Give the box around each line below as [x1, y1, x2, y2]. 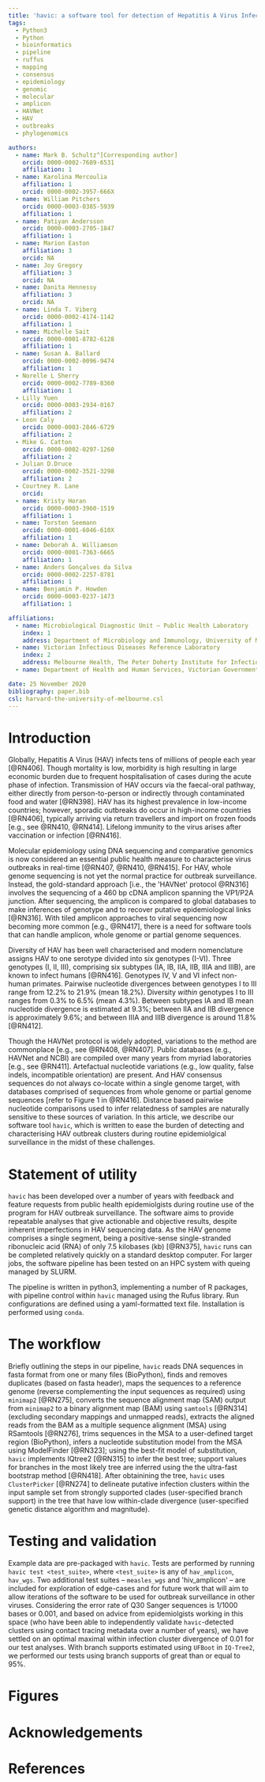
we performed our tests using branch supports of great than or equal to [8, 1651, 241, 1661]
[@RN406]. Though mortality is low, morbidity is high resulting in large [8, 763, 237, 773]
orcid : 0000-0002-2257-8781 [22, 571, 114, 579]
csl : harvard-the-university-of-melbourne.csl [8, 694, 164, 703]
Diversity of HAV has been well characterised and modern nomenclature [8, 945, 243, 955]
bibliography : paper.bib [8, 687, 90, 695]
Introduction [8, 729, 91, 747]
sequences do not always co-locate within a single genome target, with [8, 1078, 241, 1089]
